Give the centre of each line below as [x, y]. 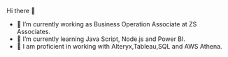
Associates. [33, 32]
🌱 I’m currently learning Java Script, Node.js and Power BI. [101, 39]
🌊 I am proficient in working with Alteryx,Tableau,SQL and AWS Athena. [119, 46]
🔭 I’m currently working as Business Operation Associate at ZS [107, 24]
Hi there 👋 [21, 11]
